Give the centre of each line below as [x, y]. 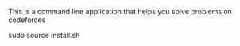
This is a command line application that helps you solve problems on [120, 11]
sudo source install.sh [44, 35]
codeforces [27, 20]
